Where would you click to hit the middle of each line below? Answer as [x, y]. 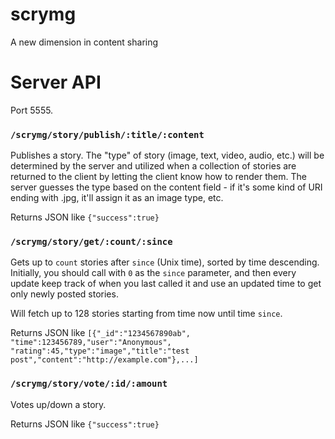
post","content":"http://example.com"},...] [104, 360]
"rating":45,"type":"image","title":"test [100, 351]
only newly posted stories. [64, 294]
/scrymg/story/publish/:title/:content [107, 134]
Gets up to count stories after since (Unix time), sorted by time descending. [165, 262]
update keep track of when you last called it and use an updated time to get [166, 284]
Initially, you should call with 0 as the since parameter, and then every [153, 273]
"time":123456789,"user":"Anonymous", [91, 343]
